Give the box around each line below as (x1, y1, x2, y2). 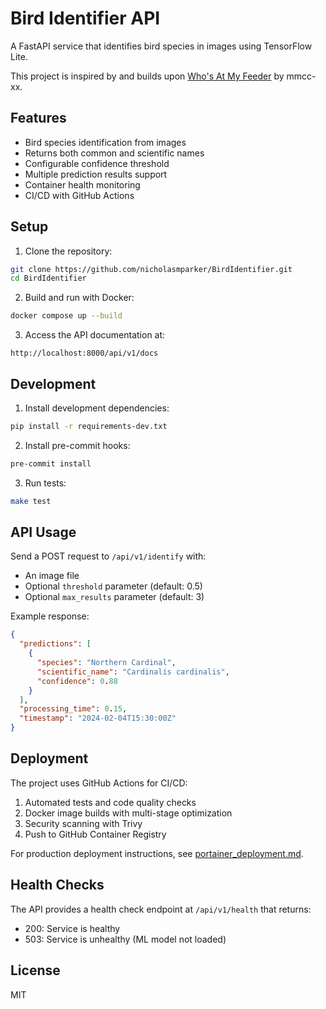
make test (10, 496, 52, 506)
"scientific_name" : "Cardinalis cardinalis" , (36, 667, 230, 677)
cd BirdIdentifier (10, 273, 87, 284)
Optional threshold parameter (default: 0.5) (24, 580, 203, 592)
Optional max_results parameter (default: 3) (24, 591, 205, 603)
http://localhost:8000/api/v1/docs (10, 348, 159, 359)
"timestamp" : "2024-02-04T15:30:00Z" (19, 713, 177, 724)
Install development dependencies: (24, 402, 170, 414)
